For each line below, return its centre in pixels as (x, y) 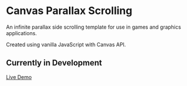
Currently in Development (54, 63)
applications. (21, 33)
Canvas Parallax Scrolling (69, 11)
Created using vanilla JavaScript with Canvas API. (66, 44)
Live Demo (19, 77)
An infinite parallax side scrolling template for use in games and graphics (93, 27)
